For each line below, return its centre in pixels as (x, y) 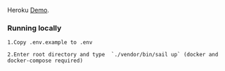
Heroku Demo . (28, 10)
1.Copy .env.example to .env (50, 42)
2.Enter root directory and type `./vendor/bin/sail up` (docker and (113, 55)
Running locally (34, 28)
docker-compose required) (45, 61)
